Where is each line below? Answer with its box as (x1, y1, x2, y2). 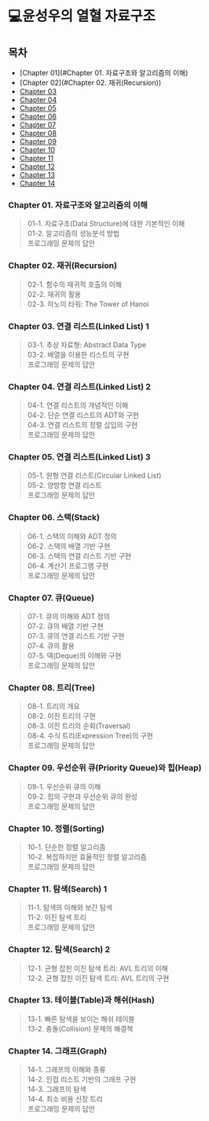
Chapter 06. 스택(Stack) (8, 512, 101, 523)
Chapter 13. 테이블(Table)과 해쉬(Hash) (8, 995, 155, 1006)
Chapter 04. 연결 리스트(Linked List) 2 (8, 381, 151, 392)
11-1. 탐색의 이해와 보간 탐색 (27, 903, 112, 912)
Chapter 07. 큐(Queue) (8, 592, 95, 603)
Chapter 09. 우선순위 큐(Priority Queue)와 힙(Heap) (8, 763, 202, 774)
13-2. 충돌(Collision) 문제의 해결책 (27, 1024, 134, 1033)
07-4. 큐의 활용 (27, 641, 75, 650)
